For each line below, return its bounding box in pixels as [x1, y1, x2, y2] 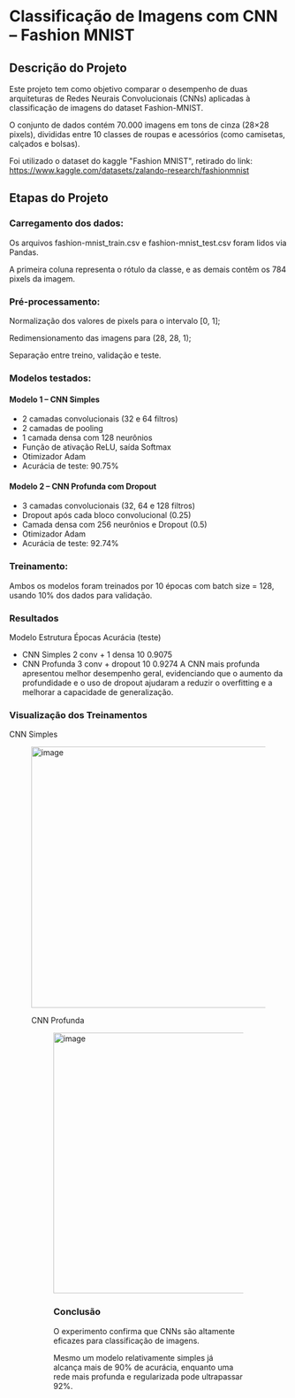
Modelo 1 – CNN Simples [9, 394, 100, 405]
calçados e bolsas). [9, 139, 80, 149]
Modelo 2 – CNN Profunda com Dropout [9, 481, 157, 491]
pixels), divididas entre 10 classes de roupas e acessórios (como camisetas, [9, 129, 285, 139]
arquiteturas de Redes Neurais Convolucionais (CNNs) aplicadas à [9, 93, 251, 104]
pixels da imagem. [9, 273, 76, 284]
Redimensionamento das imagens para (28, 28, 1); [9, 332, 192, 343]
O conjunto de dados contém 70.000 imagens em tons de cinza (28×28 [9, 120, 269, 130]
